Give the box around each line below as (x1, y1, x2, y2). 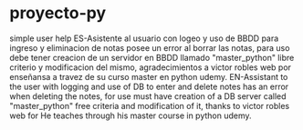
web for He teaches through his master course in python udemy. (9, 110, 253, 121)
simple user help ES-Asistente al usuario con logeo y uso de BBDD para (9, 33, 279, 44)
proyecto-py (9, 3, 107, 24)
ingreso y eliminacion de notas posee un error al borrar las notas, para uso (9, 42, 290, 53)
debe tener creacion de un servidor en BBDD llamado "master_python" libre (9, 52, 295, 63)
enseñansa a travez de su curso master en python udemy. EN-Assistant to (9, 71, 288, 82)
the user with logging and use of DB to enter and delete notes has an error (9, 81, 289, 92)
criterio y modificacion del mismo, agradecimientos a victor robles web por (9, 62, 292, 73)
